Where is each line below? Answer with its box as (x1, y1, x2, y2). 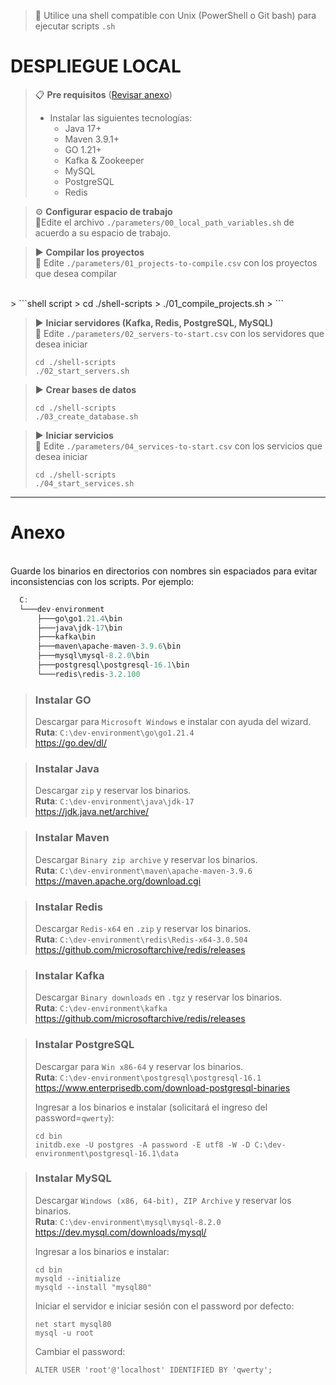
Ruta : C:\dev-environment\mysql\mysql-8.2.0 (34, 1215, 222, 1227)
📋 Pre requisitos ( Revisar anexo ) (34, 88, 173, 100)
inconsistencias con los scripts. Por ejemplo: (10, 575, 195, 587)
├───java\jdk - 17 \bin (36, 623, 123, 633)
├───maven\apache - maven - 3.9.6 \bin (36, 641, 182, 652)
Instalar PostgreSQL (34, 1038, 135, 1052)
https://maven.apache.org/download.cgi (34, 875, 202, 887)
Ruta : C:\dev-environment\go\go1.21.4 (34, 726, 195, 739)
